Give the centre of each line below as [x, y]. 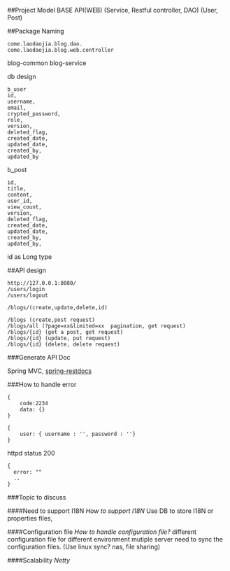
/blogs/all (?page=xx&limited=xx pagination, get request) [97, 326]
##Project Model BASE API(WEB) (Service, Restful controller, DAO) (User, [113, 10]
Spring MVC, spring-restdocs [50, 371]
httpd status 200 [31, 453]
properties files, [30, 518]
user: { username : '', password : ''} [78, 434]
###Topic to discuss [37, 497]
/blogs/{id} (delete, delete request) [64, 344]
